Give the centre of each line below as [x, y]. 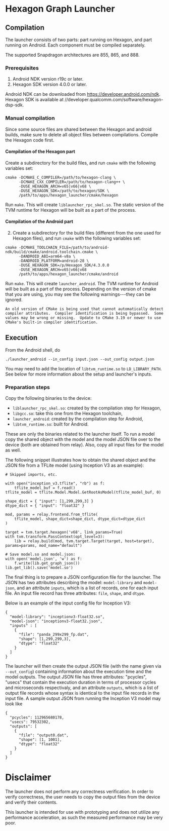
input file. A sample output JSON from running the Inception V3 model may [83, 698]
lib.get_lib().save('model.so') [39, 568]
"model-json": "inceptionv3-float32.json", [56, 621]
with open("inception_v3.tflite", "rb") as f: [55, 484]
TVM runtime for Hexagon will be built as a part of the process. [71, 210]
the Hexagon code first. [30, 140]
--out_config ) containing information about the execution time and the [78, 671]
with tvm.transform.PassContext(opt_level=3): [55, 537]
